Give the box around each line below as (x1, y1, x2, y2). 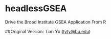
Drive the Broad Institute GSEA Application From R (5, 19, 106, 25)
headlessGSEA (5, 3, 67, 14)
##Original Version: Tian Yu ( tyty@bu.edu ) (5, 28, 91, 34)
